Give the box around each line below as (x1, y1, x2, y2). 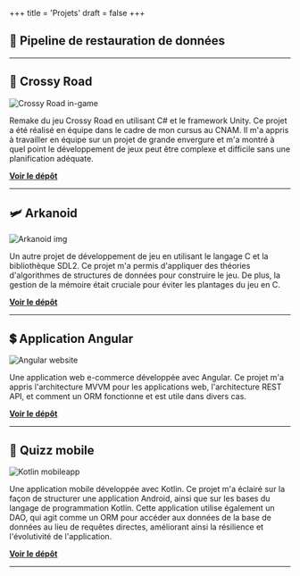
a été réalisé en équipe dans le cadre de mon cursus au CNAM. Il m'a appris (9, 124, 289, 135)
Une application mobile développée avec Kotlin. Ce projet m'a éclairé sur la (9, 484, 286, 495)
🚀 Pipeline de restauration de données (9, 33, 226, 48)
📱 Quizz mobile (9, 442, 96, 458)
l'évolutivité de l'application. (9, 531, 112, 542)
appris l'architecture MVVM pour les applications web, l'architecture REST (9, 381, 282, 392)
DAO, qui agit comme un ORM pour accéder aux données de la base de (9, 513, 272, 523)
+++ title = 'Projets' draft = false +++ (9, 8, 146, 18)
